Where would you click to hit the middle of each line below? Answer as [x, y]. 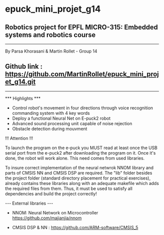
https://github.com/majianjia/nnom [47, 218]
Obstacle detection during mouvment [50, 129]
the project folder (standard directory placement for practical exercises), [78, 178]
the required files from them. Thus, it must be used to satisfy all [69, 188]
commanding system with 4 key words [51, 113]
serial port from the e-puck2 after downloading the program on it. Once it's [81, 153]
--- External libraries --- [29, 203]
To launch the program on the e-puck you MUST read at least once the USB [81, 148]
